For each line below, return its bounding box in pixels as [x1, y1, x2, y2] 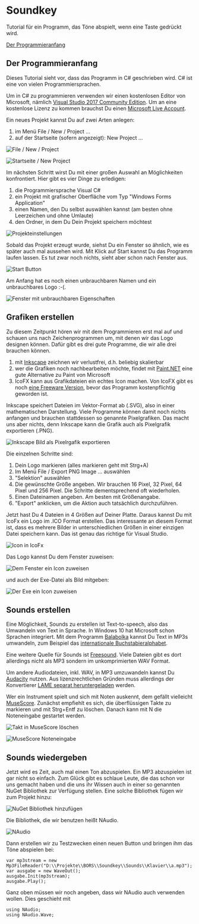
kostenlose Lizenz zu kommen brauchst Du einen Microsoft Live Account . [6, 105, 187, 112]
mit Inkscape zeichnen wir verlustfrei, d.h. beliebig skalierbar [14, 358, 165, 366]
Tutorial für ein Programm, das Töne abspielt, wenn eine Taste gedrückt [6, 23, 182, 30]
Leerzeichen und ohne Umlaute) [14, 212, 94, 219]
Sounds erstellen [6, 605, 71, 615]
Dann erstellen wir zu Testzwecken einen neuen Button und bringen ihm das [6, 840, 193, 847]
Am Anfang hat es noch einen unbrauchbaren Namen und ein [6, 277, 156, 284]
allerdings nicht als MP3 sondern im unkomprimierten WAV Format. [6, 657, 170, 664]
